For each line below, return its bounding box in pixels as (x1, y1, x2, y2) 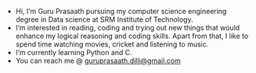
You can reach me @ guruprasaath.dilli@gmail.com (15, 56, 182, 65)
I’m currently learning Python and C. (15, 48, 133, 57)
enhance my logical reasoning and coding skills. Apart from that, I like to (15, 31, 249, 40)
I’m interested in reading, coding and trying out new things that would (15, 23, 240, 32)
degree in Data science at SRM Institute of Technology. (15, 15, 193, 24)
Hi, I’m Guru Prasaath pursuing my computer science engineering (15, 7, 227, 16)
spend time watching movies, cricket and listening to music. (15, 40, 209, 49)
